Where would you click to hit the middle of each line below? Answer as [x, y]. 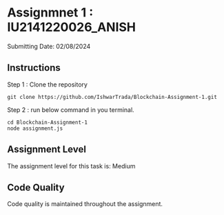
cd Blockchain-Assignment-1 [48, 122]
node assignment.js [35, 128]
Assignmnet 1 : [50, 13]
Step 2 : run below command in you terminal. [71, 110]
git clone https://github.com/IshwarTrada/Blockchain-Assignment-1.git [112, 97]
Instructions [34, 68]
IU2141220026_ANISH [72, 27]
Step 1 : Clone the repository [48, 84]
